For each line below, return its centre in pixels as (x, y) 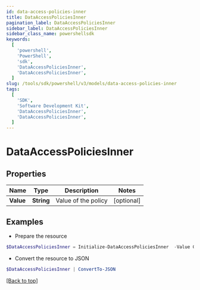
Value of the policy (82, 201)
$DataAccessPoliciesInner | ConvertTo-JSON (61, 269)
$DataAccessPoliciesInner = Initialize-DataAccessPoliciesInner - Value (98, 247)
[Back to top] (22, 280)
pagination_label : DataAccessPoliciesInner (61, 23)
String (41, 201)
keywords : (18, 39)
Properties (26, 174)
